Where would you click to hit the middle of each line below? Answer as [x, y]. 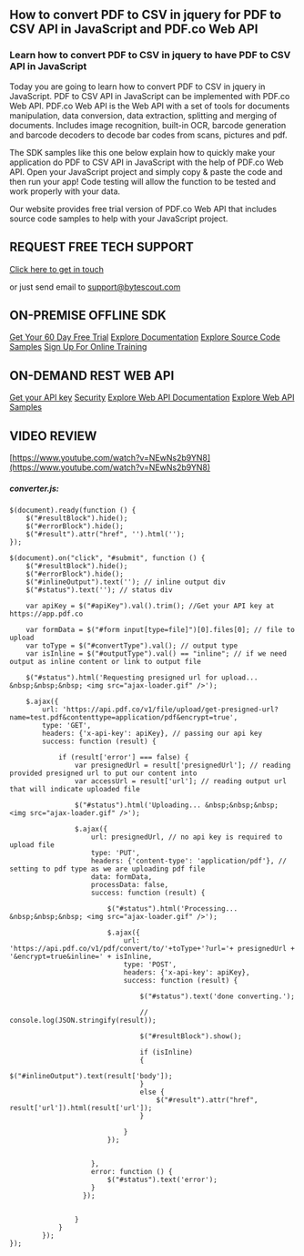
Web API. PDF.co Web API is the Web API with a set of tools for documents [150, 106]
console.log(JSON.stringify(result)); [83, 1020]
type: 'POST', [150, 965]
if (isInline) [167, 1052]
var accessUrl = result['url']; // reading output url [180, 781]
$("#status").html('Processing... [172, 909]
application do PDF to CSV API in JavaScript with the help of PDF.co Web [147, 162]
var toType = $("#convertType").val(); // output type [132, 646]
